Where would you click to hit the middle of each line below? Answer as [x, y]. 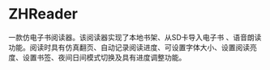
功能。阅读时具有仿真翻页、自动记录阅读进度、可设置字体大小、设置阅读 [129, 47]
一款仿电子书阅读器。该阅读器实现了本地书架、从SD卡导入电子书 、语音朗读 [135, 37]
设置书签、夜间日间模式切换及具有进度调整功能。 [104, 57]
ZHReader [43, 14]
